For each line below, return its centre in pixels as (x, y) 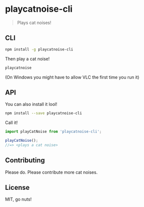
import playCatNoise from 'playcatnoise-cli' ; (53, 132)
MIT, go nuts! (18, 199)
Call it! (12, 123)
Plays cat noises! (34, 23)
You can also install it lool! (31, 104)
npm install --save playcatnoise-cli (44, 113)
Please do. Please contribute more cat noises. (51, 172)
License (17, 188)
